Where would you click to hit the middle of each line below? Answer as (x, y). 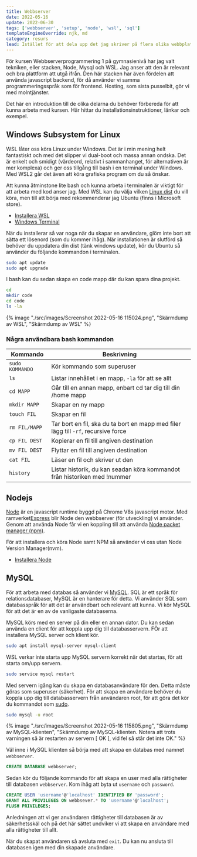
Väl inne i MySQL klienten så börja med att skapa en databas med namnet (95, 750)
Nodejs (20, 498)
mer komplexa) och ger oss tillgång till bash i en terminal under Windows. (95, 168)
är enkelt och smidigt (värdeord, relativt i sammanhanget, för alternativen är (97, 161)
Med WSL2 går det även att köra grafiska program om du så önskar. (88, 174)
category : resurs (27, 39)
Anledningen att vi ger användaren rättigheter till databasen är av (84, 817)
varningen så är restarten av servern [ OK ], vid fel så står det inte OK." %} (96, 738)
